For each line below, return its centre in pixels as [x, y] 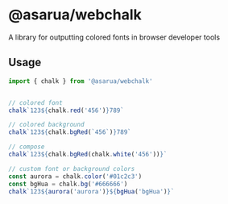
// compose [27, 147]
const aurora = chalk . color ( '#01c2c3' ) [75, 176]
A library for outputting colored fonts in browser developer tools [114, 37]
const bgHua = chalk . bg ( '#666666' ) [68, 184]
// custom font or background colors [72, 169]
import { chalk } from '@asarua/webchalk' [81, 81]
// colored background [46, 125]
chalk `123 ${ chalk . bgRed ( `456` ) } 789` [70, 132]
